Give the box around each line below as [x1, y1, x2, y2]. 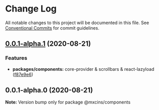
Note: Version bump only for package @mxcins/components [5, 99, 131, 105]
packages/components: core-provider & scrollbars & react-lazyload [12, 66, 154, 72]
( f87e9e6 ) [12, 71, 34, 77]
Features [5, 55, 28, 62]
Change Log [5, 3, 57, 15]
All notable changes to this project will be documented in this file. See [5, 20, 149, 26]
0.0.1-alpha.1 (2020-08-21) [5, 40, 91, 48]
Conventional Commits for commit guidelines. [5, 25, 99, 31]
